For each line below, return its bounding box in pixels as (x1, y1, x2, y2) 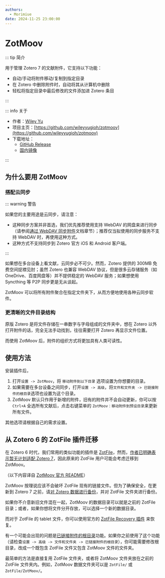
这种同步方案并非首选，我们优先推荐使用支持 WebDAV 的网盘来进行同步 (12, 222, 158, 227)
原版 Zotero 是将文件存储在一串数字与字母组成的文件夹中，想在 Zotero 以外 (5, 321, 157, 327)
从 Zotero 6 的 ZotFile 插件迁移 (5, 435, 99, 444)
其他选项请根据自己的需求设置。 (5, 420, 70, 426)
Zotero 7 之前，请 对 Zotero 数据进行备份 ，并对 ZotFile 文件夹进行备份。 (14, 489, 160, 495)
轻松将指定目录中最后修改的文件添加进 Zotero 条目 (12, 88, 114, 94)
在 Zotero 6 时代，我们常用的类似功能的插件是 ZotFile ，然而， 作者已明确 (5, 449, 152, 455)
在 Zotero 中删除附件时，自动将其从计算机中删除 (12, 82, 110, 88)
